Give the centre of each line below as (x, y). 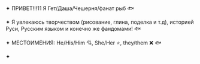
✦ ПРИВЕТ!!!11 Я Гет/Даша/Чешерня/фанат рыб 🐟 (70, 8)
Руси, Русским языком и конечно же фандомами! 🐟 (73, 29)
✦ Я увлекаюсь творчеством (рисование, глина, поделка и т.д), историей (100, 22)
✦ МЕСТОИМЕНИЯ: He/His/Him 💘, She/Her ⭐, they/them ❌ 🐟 (84, 43)
